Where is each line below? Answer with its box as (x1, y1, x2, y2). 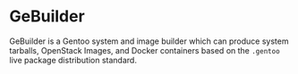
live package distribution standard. (9, 54, 137, 65)
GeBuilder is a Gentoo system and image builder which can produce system (9, 36, 289, 46)
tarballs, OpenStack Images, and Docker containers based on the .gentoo (9, 45, 280, 55)
